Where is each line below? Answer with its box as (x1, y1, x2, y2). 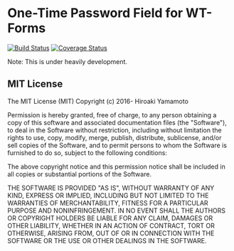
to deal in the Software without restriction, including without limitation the (7, 126, 222, 134)
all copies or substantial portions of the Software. (7, 169, 151, 178)
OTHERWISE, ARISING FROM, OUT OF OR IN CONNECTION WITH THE (7, 229, 215, 237)
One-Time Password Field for (7, 5, 184, 21)
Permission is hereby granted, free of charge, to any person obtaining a (7, 110, 217, 119)
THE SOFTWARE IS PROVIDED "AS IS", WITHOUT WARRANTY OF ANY (7, 183, 215, 192)
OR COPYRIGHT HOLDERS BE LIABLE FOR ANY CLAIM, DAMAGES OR (7, 213, 213, 222)
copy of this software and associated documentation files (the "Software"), (7, 118, 228, 127)
